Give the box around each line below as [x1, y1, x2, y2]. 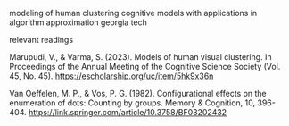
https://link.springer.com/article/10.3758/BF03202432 [28, 107, 227, 117]
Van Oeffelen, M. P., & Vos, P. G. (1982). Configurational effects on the [9, 88, 268, 98]
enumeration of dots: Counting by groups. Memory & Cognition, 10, [9, 97, 256, 108]
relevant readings [9, 35, 74, 45]
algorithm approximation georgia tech [9, 17, 147, 28]
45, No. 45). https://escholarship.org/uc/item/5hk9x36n [9, 71, 214, 81]
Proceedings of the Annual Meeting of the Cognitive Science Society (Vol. [9, 62, 281, 71]
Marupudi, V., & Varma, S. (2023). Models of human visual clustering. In [9, 52, 272, 62]
